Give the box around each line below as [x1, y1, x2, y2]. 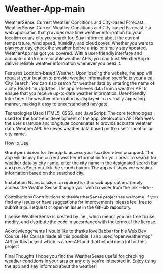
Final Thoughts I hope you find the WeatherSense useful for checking [5, 253, 144, 259]
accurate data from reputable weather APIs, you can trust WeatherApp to [5, 55, 151, 61]
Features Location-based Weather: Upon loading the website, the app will [5, 70, 152, 76]
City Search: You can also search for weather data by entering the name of [5, 80, 155, 86]
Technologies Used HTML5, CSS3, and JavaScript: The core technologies [5, 110, 153, 116]
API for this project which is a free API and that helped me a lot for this [5, 238, 146, 244]
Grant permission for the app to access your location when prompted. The [5, 149, 154, 155]
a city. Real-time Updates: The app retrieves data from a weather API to [5, 85, 148, 91]
